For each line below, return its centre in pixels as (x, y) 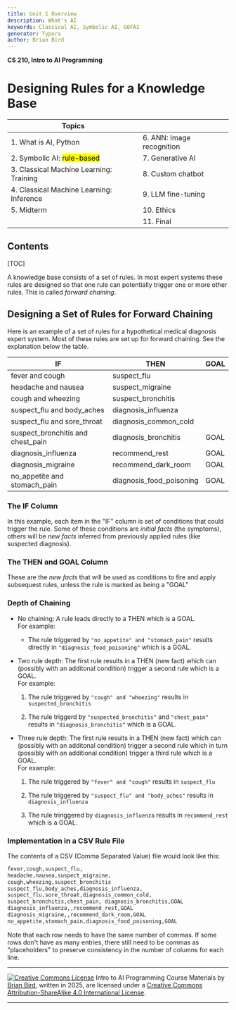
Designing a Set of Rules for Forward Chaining (110, 314)
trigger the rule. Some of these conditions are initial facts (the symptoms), (114, 529)
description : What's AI (42, 20)
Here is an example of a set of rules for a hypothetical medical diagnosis (112, 331)
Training (24, 178)
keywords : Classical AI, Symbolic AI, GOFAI (73, 27)
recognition (162, 147)
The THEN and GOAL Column (58, 562)
